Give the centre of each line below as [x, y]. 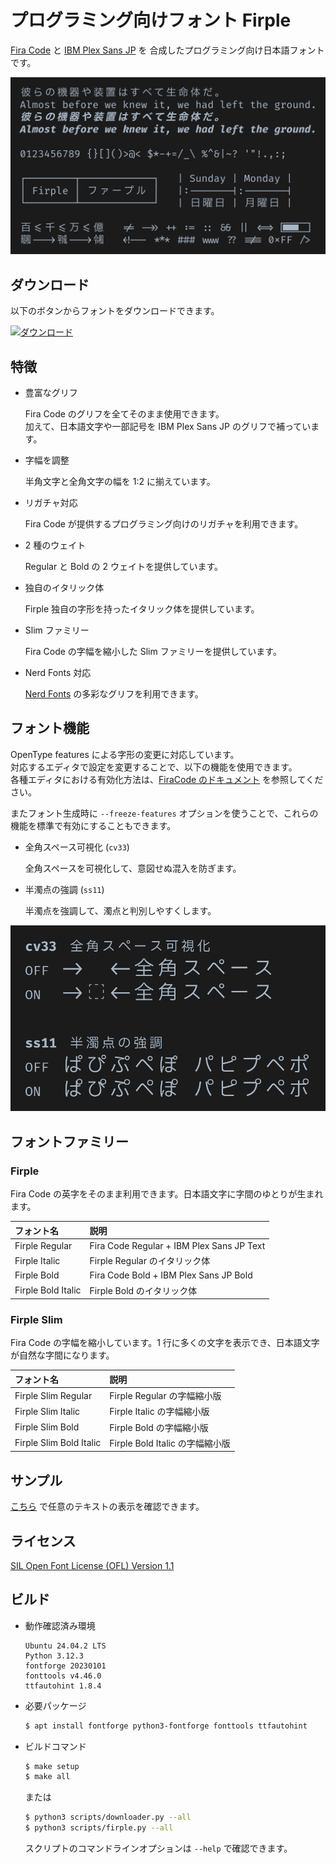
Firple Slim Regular [53, 1395]
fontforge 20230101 [65, 1666]
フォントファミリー [69, 1141]
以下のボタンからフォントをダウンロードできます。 [115, 311]
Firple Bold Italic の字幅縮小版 [170, 1443]
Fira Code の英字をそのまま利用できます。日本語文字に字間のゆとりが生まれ [167, 1194]
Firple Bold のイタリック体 [143, 1290]
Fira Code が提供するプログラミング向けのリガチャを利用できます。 [164, 524]
